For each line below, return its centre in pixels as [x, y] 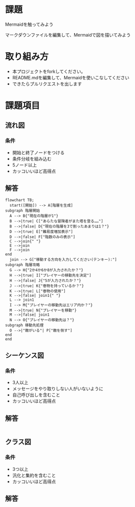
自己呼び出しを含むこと [36, 395]
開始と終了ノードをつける [38, 152]
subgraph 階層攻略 [22, 265]
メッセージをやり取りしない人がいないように [58, 389]
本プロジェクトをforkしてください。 [49, 71]
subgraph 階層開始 [22, 211]
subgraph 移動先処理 [24, 325]
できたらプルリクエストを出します [47, 84]
